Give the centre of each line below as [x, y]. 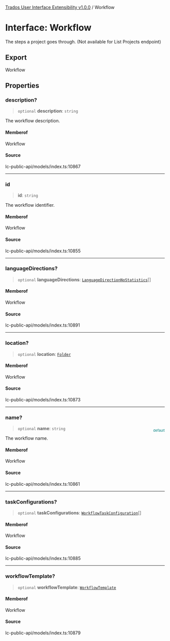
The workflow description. [33, 121]
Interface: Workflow [49, 28]
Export [16, 58]
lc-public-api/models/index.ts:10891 [42, 325]
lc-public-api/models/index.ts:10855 [43, 251]
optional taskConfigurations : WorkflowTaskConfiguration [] [79, 513]
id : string [28, 195]
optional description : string [48, 111]
